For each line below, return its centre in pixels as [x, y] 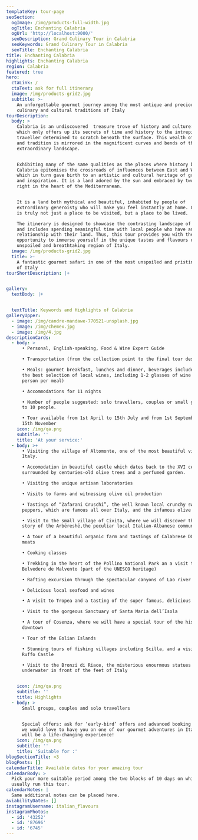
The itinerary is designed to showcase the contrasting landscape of [104, 224]
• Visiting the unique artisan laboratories [77, 483]
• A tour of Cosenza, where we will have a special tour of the [102, 622]
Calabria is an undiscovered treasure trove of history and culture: [105, 127]
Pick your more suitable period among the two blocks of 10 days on [97, 779]
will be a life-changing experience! [68, 735]
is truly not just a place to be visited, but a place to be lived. [103, 213]
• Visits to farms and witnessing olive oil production [92, 494]
